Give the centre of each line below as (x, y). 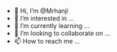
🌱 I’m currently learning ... (52, 26)
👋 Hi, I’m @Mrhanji (41, 11)
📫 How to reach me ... (47, 41)
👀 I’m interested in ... (44, 18)
